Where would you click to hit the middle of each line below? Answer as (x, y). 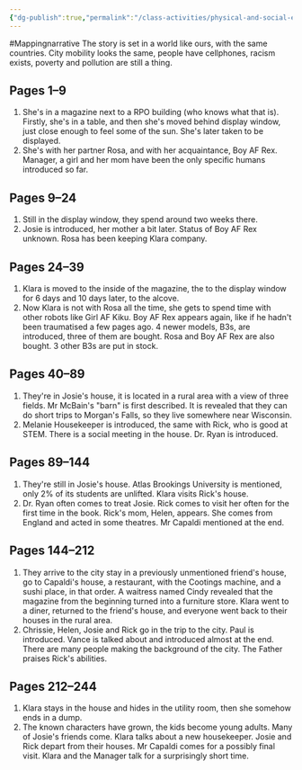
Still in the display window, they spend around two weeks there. (140, 219)
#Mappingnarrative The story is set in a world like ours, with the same (138, 43)
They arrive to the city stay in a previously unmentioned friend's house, (155, 572)
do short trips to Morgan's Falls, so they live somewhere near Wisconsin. (157, 415)
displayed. (41, 141)
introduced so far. (55, 170)
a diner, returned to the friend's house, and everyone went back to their (155, 610)
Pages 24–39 (47, 267)
